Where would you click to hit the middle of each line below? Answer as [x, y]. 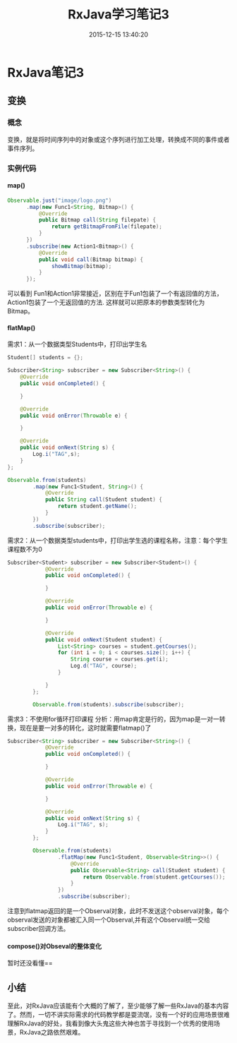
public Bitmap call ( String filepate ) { [97, 220]
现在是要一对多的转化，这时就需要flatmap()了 [85, 728]
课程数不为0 [25, 549]
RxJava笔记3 [46, 72]
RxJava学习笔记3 [119, 14]
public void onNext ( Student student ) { [103, 639]
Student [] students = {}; [45, 358]
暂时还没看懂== [30, 963]
